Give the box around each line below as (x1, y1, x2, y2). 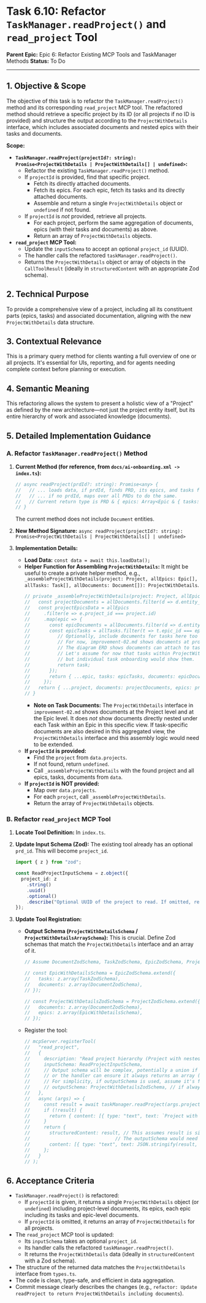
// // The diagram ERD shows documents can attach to (24, 645, 190, 651)
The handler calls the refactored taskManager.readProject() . (24, 251, 178, 259)
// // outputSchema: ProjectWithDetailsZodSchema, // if (24, 1084, 184, 1090)
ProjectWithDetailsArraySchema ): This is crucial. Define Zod (24, 934, 176, 942)
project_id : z (21, 876, 57, 883)
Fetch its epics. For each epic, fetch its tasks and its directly (33, 186, 185, 194)
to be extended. (33, 741, 74, 748)
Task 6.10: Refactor (6, 4, 106, 18)
